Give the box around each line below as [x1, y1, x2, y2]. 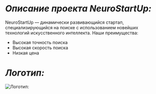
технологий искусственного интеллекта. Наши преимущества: [5, 30, 139, 36]
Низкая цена [12, 50, 39, 56]
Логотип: [5, 67, 45, 79]
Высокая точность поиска [12, 39, 68, 45]
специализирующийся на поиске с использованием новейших [5, 24, 139, 30]
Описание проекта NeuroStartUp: [5, 3, 152, 14]
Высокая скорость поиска [12, 45, 69, 50]
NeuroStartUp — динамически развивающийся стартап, [5, 19, 124, 25]
